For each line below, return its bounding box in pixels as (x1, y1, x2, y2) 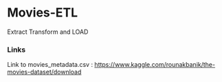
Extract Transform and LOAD (7, 28, 89, 36)
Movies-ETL (7, 5, 78, 21)
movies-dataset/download (7, 68, 82, 76)
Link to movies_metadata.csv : (7, 61, 93, 69)
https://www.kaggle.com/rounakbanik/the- (94, 61, 215, 69)
